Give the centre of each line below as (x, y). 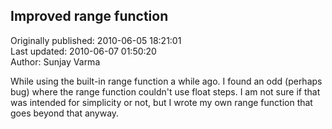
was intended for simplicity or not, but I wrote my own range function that (161, 102)
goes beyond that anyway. (65, 113)
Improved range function (89, 16)
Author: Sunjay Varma (55, 61)
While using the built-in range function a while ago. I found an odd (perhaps (166, 81)
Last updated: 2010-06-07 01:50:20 (83, 51)
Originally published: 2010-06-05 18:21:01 (96, 40)
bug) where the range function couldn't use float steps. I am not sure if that (165, 91)
